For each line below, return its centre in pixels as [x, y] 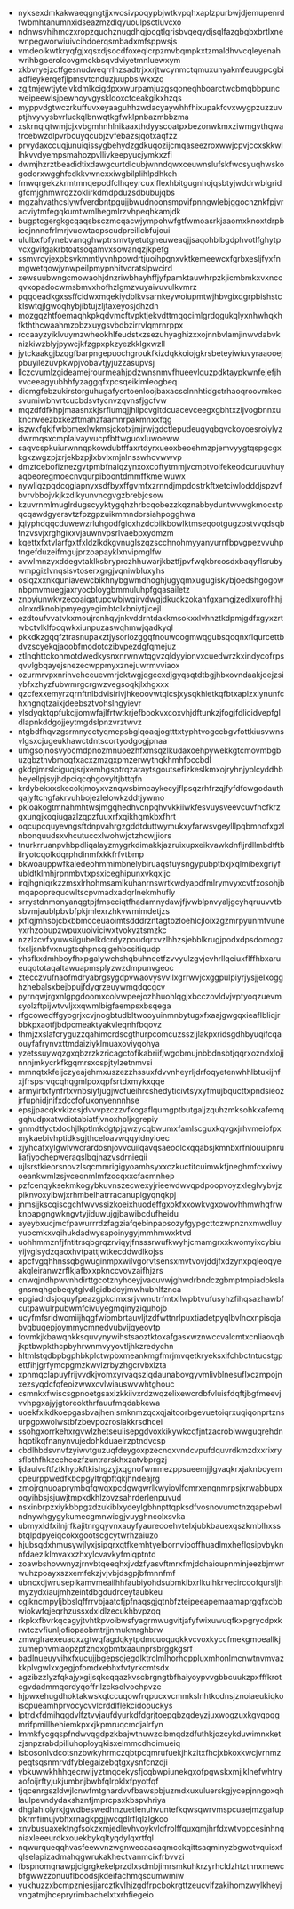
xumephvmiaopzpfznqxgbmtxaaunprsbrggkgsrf [105, 1649]
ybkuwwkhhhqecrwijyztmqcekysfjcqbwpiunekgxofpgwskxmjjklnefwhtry [150, 1771]
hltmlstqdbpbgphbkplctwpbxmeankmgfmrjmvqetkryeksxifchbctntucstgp [150, 1355]
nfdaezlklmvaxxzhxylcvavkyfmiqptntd [87, 1554]
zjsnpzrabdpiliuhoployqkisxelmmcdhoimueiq [99, 1743]
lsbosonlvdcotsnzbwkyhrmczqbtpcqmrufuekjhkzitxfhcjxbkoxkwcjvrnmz [149, 1753]
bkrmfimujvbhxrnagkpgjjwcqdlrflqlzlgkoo [93, 1819]
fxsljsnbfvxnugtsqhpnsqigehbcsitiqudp [89, 949]
